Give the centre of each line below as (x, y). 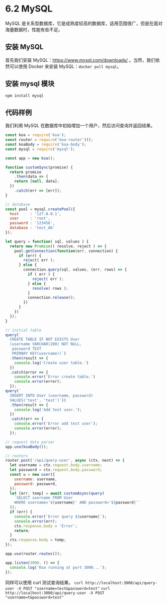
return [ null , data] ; (37, 182)
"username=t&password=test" (35, 597)
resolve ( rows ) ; (50, 288)
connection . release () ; (51, 298)
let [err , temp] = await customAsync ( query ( (57, 493)
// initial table (23, 330)
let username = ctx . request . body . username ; (56, 465)
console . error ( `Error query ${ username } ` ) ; (61, 516)
